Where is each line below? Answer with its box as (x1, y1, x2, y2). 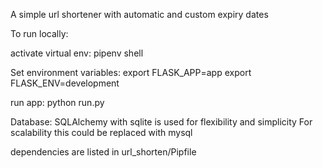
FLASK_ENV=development (10, 77, 120, 89)
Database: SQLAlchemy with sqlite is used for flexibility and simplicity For (10, 116, 313, 128)
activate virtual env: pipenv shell (10, 47, 144, 59)
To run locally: (10, 28, 69, 39)
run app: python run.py (10, 97, 105, 108)
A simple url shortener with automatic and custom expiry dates (10, 9, 269, 20)
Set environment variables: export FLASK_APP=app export (10, 67, 252, 78)
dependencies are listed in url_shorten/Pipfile (10, 146, 197, 158)
